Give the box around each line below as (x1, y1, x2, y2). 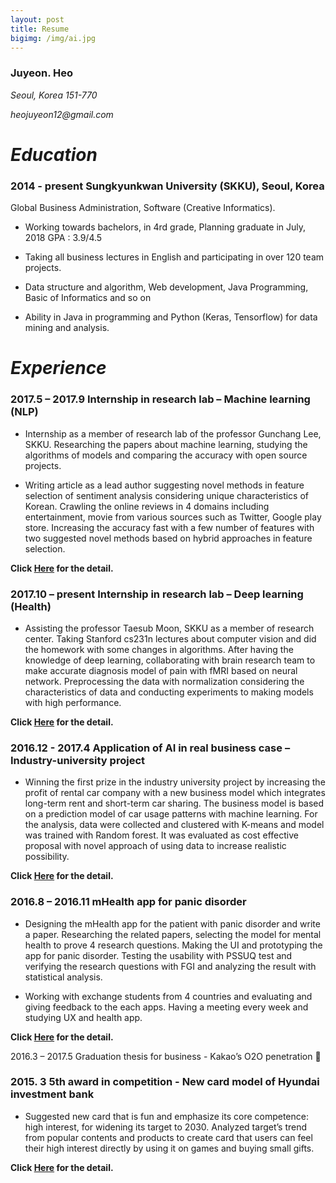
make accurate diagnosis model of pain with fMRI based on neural (24, 664, 298, 676)
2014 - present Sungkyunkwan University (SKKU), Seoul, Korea (10, 179, 325, 193)
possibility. (24, 851, 70, 863)
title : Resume (10, 24, 70, 34)
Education (10, 143, 98, 166)
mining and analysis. (24, 322, 110, 334)
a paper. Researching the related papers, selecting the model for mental (24, 928, 322, 940)
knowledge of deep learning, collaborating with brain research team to (24, 654, 316, 666)
